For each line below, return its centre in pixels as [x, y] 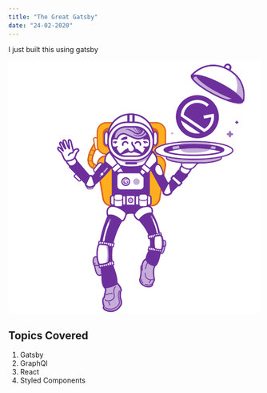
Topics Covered [48, 336]
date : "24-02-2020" [41, 25]
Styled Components [53, 380]
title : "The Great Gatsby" [53, 17]
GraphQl [34, 363]
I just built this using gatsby [53, 49]
